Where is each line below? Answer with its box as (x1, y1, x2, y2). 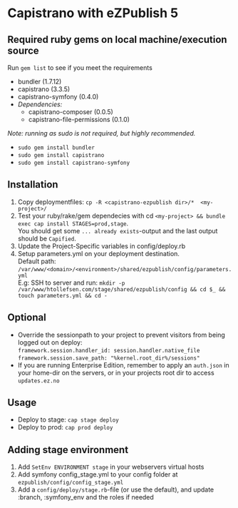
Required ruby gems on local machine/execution (7, 34, 227, 46)
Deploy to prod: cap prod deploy (17, 423, 113, 432)
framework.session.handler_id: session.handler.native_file (17, 347, 200, 354)
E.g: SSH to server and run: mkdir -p (17, 278, 125, 287)
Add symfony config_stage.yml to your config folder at (17, 470, 178, 479)
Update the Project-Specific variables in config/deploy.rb (17, 241, 186, 250)
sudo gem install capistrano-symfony (17, 159, 130, 166)
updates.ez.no (17, 377, 60, 385)
